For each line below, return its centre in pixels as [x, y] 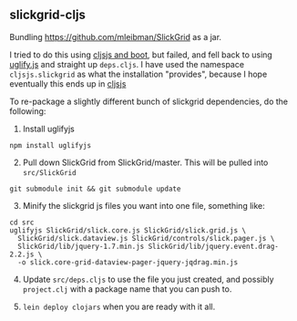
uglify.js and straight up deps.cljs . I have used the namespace [127, 64]
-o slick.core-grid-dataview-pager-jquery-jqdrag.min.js [128, 262]
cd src [22, 223]
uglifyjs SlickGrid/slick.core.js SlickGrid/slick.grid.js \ [128, 230]
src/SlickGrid [49, 172]
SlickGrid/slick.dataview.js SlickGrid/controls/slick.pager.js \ [146, 238]
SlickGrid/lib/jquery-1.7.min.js [81, 246]
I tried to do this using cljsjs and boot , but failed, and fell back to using [141, 55]
